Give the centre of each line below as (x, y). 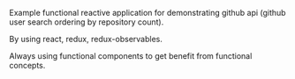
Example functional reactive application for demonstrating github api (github (147, 13)
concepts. (27, 65)
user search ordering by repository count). (87, 22)
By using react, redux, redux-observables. (86, 39)
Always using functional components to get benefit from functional (131, 56)
